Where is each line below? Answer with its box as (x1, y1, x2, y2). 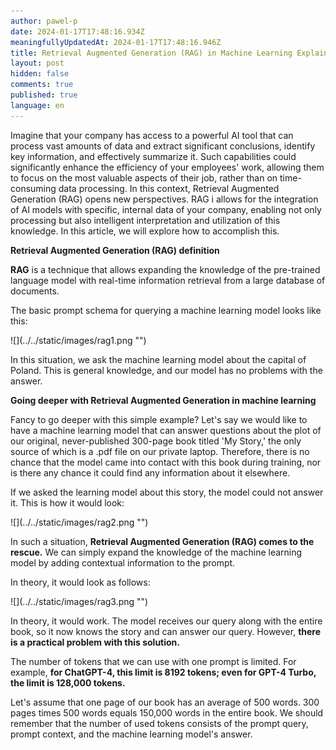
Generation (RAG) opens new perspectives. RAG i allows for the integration (10, 193, 319, 205)
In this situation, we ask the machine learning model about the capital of (10, 353, 307, 365)
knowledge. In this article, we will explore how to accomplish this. (10, 225, 280, 237)
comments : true (10, 80, 74, 90)
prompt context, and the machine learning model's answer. (10, 728, 253, 740)
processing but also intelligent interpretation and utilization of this (10, 214, 281, 226)
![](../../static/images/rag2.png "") (10, 516, 149, 528)
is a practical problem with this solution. (10, 636, 180, 648)
